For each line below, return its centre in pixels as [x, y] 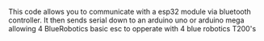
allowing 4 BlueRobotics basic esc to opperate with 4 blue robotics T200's [132, 29]
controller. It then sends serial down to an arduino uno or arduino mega [126, 20]
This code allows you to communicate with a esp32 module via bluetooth [130, 12]
